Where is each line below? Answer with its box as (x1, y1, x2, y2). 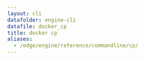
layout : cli (7, 10, 42, 17)
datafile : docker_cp (7, 23, 68, 30)
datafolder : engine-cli (7, 17, 77, 23)
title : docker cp (7, 29, 58, 37)
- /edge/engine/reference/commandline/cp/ (13, 42, 139, 49)
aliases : (7, 36, 33, 43)
